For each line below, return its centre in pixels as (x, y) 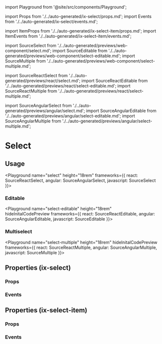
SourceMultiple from (25, 61)
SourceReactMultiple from (31, 91)
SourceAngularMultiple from (33, 121)
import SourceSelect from (31, 45)
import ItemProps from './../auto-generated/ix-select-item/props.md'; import (81, 31)
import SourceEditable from (80, 51)
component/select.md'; (28, 51)
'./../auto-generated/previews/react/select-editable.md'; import (68, 86)
